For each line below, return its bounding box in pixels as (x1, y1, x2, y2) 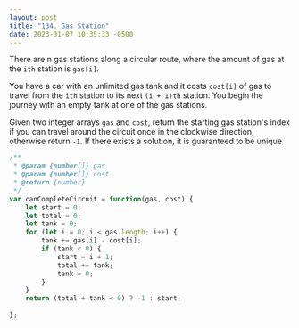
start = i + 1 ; (56, 252, 114, 261)
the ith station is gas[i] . (9, 63, 100, 74)
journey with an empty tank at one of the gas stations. (9, 100, 208, 111)
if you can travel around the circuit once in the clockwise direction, (9, 127, 254, 137)
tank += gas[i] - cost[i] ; (41, 236, 142, 245)
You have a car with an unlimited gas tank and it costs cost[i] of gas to (9, 81, 272, 92)
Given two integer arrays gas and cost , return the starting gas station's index (9, 117, 290, 127)
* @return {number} (12, 178, 87, 187)
